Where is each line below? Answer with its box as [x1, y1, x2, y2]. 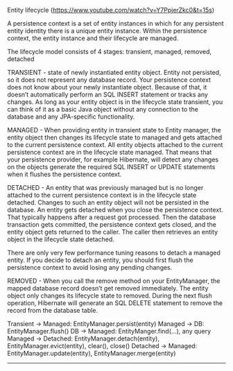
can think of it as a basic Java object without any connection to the [7, 105, 199, 113]
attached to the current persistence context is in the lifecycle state [7, 191, 197, 199]
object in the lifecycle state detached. [7, 235, 114, 243]
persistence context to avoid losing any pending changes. [7, 264, 173, 271]
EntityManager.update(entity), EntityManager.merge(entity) [7, 350, 176, 357]
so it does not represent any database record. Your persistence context [7, 76, 212, 84]
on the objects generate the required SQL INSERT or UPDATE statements [7, 163, 216, 171]
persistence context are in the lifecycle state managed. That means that [7, 148, 212, 156]
